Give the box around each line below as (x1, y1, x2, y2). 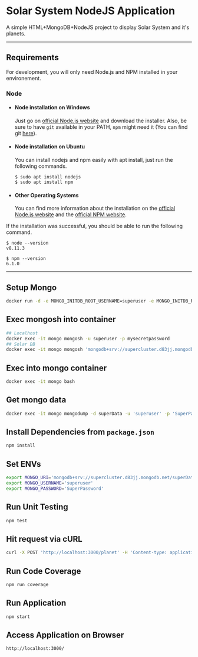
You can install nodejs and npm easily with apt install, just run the (14, 157, 173, 164)
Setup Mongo (6, 282, 57, 292)
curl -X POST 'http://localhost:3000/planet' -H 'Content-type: (6, 549, 167, 556)
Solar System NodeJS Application (6, 4, 176, 18)
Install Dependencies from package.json (6, 427, 155, 437)
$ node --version (6, 240, 49, 246)
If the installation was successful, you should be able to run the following (6, 223, 183, 230)
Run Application (6, 598, 67, 608)
